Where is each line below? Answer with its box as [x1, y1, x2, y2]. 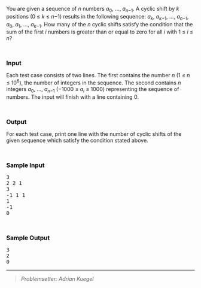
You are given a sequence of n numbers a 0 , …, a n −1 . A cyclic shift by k [6, 5, 179, 14]
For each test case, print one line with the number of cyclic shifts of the [6, 130, 182, 137]
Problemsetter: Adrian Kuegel [20, 275, 94, 282]
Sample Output [6, 234, 50, 242]
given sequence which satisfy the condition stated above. [6, 137, 148, 144]
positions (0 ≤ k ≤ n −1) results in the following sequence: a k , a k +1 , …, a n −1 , [6, 13, 189, 22]
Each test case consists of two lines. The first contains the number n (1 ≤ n [6, 72, 190, 79]
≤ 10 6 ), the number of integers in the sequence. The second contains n [6, 78, 181, 86]
